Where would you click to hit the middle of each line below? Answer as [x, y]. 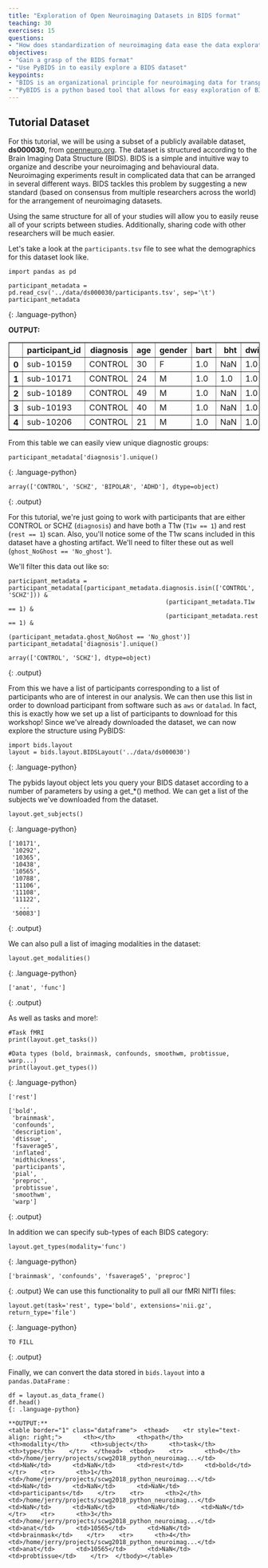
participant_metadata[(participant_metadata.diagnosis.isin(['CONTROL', [132, 588]
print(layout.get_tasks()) [53, 1040]
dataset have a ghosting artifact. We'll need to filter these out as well [121, 543]
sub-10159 [49, 364]
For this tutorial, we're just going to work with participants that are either [127, 517]
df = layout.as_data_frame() [57, 1396]
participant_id [54, 350]
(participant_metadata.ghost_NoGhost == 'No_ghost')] [100, 637]
